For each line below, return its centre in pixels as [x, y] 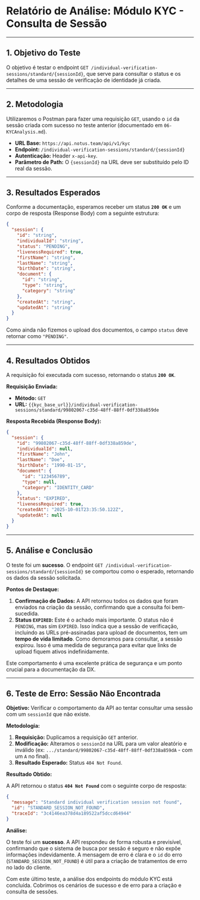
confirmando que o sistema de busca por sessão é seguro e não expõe [93, 848]
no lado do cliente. [29, 867]
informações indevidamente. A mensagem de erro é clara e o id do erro [94, 855]
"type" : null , [40, 482]
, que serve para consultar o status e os [132, 73]
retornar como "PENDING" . [37, 336]
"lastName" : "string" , [45, 263]
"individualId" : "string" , [50, 241]
